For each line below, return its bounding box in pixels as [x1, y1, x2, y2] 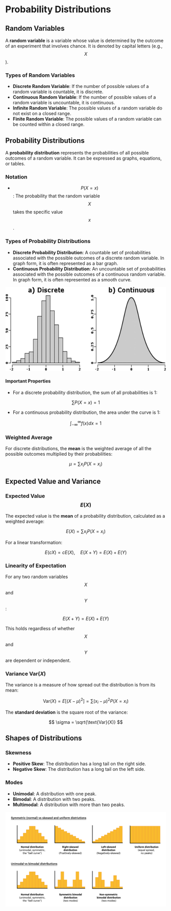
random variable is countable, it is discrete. [12, 88, 104, 95]
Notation [5, 173, 28, 181]
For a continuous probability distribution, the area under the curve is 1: [12, 409, 161, 415]
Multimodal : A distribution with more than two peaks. [12, 802, 125, 808]
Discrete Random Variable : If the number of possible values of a [12, 83, 149, 90]
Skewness [5, 749, 32, 757]
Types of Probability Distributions [5, 238, 91, 245]
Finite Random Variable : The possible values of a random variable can [12, 116, 162, 122]
